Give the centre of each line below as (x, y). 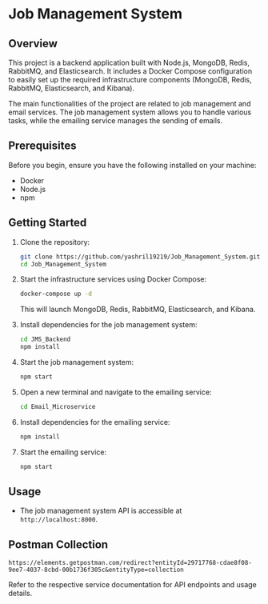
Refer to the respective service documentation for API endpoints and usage (133, 585)
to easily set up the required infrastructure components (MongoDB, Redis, (130, 80)
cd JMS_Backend (45, 340)
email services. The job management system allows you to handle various (130, 112)
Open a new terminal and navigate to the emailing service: (116, 392)
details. (20, 594)
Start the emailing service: (63, 452)
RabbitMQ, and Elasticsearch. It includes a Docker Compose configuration (130, 71)
